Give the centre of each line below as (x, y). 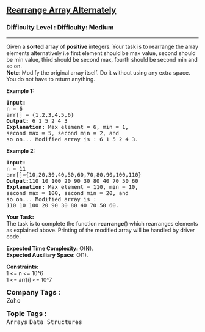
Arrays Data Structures (44, 322)
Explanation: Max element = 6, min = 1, (68, 127)
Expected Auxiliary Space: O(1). (47, 255)
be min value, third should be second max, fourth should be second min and (102, 59)
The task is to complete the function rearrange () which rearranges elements (102, 223)
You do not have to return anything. (51, 79)
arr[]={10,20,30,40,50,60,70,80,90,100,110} (74, 175)
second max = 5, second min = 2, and (63, 133)
